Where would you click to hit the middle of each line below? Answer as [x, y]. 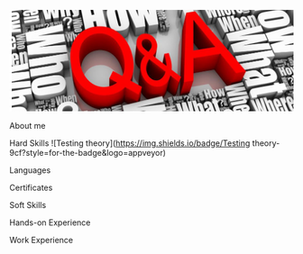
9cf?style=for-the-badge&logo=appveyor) [88, 152]
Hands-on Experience [50, 222]
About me [28, 125]
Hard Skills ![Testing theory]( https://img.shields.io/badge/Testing [130, 143]
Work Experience [41, 240]
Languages [30, 170]
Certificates [31, 187]
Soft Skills [28, 204]
